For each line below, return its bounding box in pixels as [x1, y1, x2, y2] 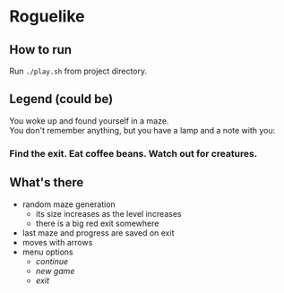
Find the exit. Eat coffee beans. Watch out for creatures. [9, 147, 258, 159]
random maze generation [22, 199, 116, 210]
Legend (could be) [9, 91, 114, 107]
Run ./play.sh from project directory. [9, 65, 148, 76]
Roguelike [9, 6, 85, 27]
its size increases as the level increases [35, 208, 182, 219]
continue [35, 255, 69, 266]
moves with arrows [22, 237, 93, 247]
